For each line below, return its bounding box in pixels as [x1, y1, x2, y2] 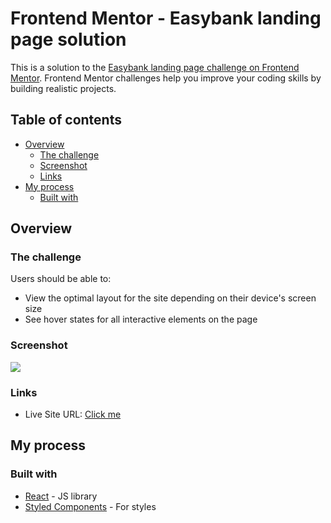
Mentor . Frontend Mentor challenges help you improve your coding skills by [10, 72, 322, 84]
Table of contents [10, 112, 122, 129]
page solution [10, 28, 127, 51]
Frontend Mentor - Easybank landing [10, 7, 322, 30]
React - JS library [24, 490, 98, 502]
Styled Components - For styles [24, 500, 157, 512]
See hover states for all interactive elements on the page [24, 313, 258, 326]
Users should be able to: [10, 273, 112, 285]
